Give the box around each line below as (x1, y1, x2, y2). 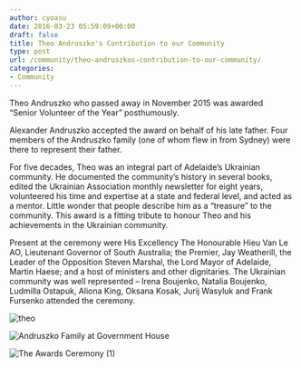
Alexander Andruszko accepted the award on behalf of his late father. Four (9, 124, 288, 135)
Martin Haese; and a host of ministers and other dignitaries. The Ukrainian (9, 265, 286, 277)
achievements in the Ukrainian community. (9, 219, 169, 230)
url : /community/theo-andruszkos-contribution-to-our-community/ (9, 55, 261, 65)
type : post (9, 47, 51, 56)
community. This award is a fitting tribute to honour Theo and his (9, 210, 252, 221)
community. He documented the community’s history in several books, (9, 171, 273, 182)
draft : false (9, 30, 59, 39)
